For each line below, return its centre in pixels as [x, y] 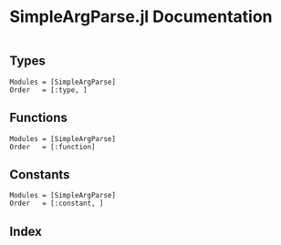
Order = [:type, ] [49, 90]
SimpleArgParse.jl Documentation [141, 17]
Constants [40, 174]
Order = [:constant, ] [57, 204]
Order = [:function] [52, 147]
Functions [39, 118]
